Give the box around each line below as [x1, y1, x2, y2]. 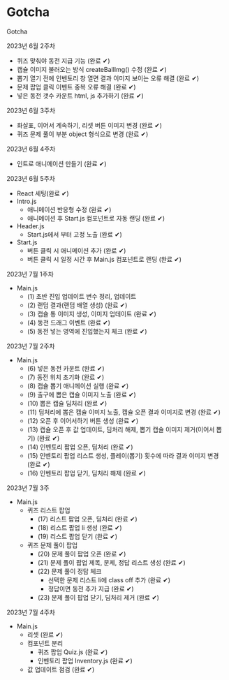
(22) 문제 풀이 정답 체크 [37, 567, 102, 575]
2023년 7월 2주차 [6, 341, 55, 350]
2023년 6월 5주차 [6, 174, 55, 182]
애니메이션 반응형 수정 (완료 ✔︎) [27, 205, 112, 214]
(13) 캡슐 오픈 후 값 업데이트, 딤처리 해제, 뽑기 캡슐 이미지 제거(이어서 [27, 425, 215, 434]
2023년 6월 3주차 [6, 106, 56, 114]
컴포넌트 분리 [27, 639, 64, 647]
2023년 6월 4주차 [6, 145, 56, 153]
